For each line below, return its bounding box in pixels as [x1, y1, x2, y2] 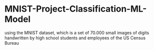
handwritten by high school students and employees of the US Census [4, 35, 146, 41]
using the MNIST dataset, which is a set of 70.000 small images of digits [4, 30, 149, 35]
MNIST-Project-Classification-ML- [4, 3, 147, 15]
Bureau [4, 40, 19, 46]
